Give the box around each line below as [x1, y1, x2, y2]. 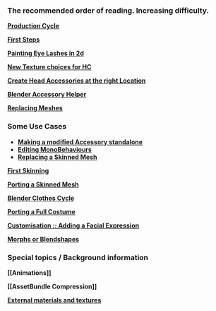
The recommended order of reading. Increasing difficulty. [7, 6, 210, 16]
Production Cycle [7, 22, 60, 30]
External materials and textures [7, 295, 102, 304]
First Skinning [7, 166, 49, 175]
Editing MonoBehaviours [17, 145, 92, 153]
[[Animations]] [7, 268, 52, 277]
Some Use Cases [7, 122, 67, 131]
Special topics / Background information [7, 252, 149, 262]
